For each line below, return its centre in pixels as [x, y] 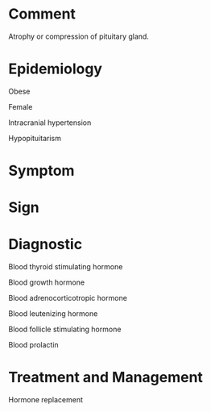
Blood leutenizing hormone [53, 314]
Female [21, 106]
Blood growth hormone [47, 282]
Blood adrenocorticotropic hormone [68, 298]
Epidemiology [56, 69]
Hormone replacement [46, 400]
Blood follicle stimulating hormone [65, 329]
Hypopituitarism [35, 138]
